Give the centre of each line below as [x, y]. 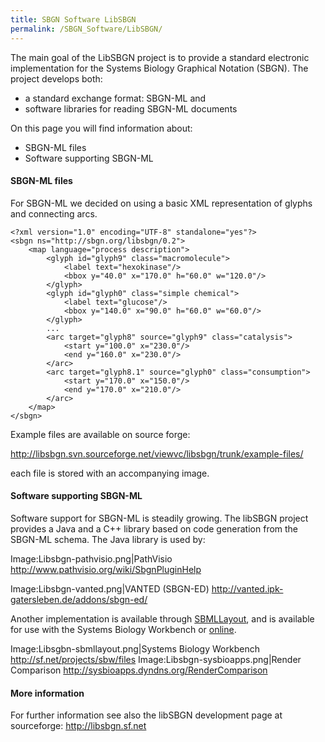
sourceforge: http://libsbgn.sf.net [78, 726]
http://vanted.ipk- [247, 588]
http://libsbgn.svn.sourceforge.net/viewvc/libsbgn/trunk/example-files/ [157, 453]
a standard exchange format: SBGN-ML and [115, 98]
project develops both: [56, 78]
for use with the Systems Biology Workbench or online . [123, 629]
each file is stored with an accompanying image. [110, 473]
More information [47, 693]
